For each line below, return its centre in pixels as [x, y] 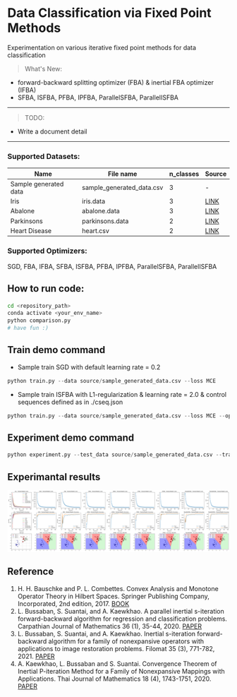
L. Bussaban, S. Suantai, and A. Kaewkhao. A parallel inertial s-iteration [121, 611]
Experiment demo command [71, 438]
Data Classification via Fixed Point [109, 13]
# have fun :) [28, 328]
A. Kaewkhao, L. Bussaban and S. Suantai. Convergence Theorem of [117, 663]
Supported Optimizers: [48, 251]
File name [123, 174]
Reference [31, 572]
